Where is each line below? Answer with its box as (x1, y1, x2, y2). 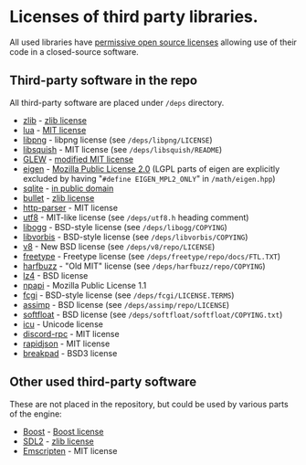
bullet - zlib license (22, 192, 95, 203)
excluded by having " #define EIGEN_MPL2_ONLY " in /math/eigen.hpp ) (22, 173, 276, 184)
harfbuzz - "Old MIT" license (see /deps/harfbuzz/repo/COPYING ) (22, 260, 267, 271)
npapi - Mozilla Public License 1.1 (22, 280, 147, 291)
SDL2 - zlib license (22, 436, 94, 447)
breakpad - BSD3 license (22, 347, 118, 358)
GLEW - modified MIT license (22, 153, 134, 164)
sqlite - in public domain (22, 183, 114, 194)
